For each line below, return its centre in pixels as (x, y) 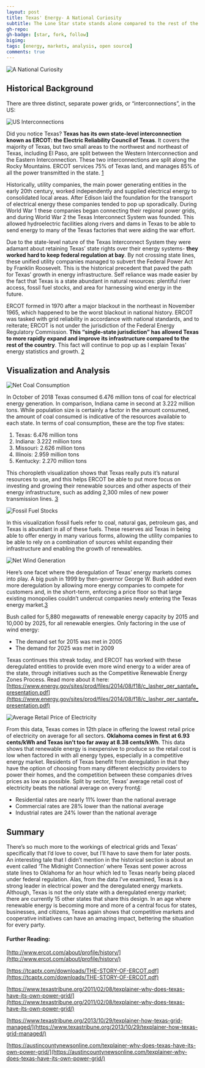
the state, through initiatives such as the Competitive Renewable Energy (97, 673)
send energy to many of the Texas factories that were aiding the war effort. (101, 230)
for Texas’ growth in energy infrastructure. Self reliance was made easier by (102, 274)
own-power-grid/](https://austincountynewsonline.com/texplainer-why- (97, 1052)
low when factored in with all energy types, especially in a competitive (95, 755)
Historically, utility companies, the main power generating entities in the (96, 184)
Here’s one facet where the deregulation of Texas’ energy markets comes (99, 573)
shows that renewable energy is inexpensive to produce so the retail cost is (101, 749)
